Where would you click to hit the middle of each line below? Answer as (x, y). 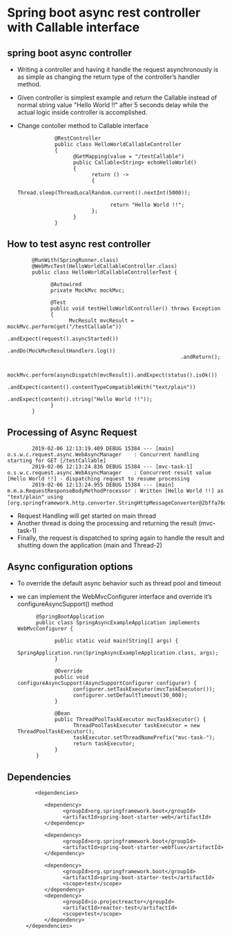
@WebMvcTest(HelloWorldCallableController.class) (105, 266)
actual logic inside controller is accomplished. (82, 112)
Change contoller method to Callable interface (83, 125)
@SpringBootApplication (70, 617)
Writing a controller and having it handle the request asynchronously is (118, 69)
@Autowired (66, 284)
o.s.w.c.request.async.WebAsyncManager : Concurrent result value (109, 472)
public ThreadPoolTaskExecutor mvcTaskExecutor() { (130, 720)
